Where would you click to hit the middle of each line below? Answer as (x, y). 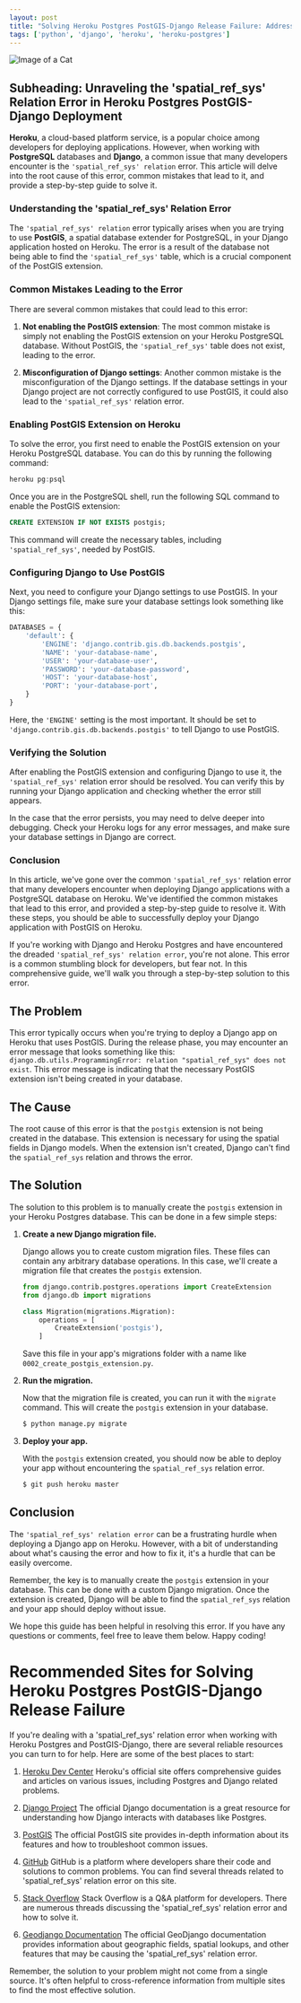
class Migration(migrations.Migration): (99, 1311)
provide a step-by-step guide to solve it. (83, 186)
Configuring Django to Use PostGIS (87, 573)
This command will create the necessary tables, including (116, 539)
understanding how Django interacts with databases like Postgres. (144, 1817)
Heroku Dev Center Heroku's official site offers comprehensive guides (152, 1771)
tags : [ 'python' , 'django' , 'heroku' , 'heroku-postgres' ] (120, 34)
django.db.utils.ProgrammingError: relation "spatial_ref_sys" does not (148, 1061)
